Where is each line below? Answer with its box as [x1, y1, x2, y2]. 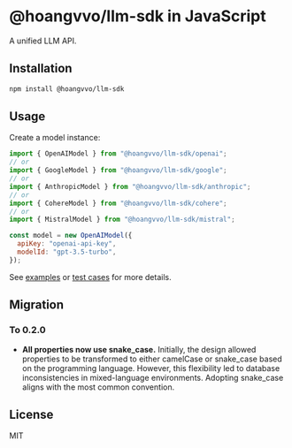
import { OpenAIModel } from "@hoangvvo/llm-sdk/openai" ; [9, 149, 227, 158]
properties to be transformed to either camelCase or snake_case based [21, 353, 283, 364]
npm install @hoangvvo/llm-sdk [9, 84, 125, 94]
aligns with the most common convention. [21, 382, 175, 392]
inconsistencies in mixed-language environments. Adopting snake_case [21, 372, 284, 383]
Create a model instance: [9, 133, 101, 143]
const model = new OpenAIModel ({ [9, 232, 133, 240]
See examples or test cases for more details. [9, 271, 172, 282]
